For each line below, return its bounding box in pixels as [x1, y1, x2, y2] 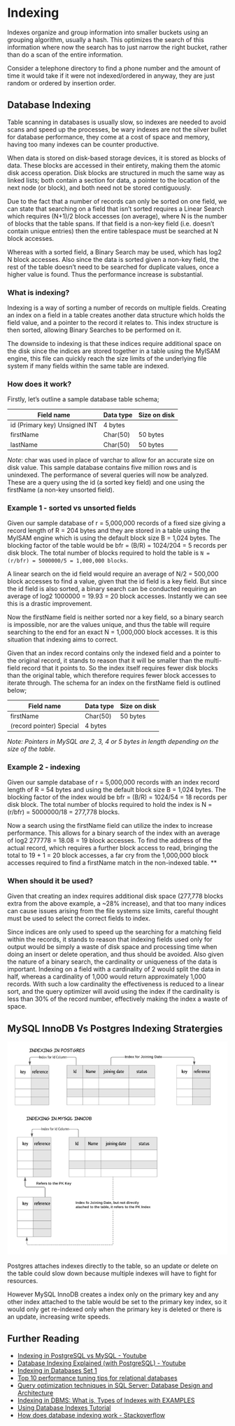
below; [7, 686, 27, 695]
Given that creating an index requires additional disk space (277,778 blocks [7, 892, 224, 901]
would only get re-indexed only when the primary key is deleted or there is [7, 1305, 222, 1313]
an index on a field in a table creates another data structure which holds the [7, 311, 225, 319]
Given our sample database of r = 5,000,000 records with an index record [7, 778, 220, 787]
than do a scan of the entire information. [7, 50, 124, 59]
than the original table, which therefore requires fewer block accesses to [7, 671, 217, 680]
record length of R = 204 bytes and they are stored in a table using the [7, 527, 211, 535]
